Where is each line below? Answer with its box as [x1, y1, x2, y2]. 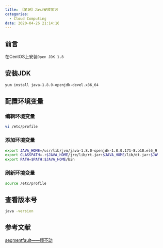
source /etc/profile [5, 181, 47, 186]
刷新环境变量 [5, 170, 35, 177]
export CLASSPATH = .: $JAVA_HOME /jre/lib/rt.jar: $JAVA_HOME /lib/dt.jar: [5, 153, 151, 158]
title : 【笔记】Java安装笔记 [5, 7, 58, 12]
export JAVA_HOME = [5, 148, 42, 153]
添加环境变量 [5, 137, 35, 143]
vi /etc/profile [5, 124, 38, 129]
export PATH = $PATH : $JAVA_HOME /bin [5, 157, 75, 162]
